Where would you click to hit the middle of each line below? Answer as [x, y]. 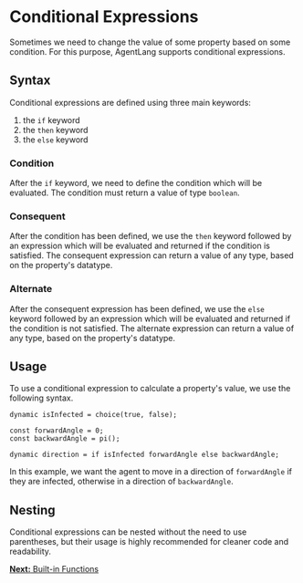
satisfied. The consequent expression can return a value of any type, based [151, 255]
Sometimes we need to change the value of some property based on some [150, 42]
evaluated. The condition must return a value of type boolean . [125, 193]
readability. [31, 552]
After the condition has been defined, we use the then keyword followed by [151, 236]
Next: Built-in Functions [54, 569]
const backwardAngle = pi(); [65, 439]
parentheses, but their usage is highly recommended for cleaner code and [149, 542]
